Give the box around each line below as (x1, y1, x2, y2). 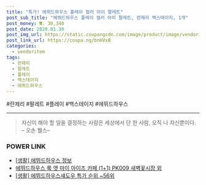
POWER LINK (6, 142, 46, 150)
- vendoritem (12, 49, 45, 55)
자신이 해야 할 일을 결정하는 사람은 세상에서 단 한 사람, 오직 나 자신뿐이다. (21, 119, 196, 126)
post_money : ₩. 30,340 (6, 20, 64, 26)
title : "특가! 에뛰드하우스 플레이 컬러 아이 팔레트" (6, 9, 124, 15)
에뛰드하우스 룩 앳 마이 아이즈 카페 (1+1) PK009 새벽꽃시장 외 (15, 164, 162, 172)
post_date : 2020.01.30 (6, 26, 64, 32)
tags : (6, 54, 20, 60)
